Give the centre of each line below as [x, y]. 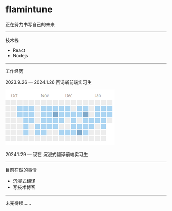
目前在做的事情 [21, 170]
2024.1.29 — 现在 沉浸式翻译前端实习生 [47, 154]
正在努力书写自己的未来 [30, 24]
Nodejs [20, 55]
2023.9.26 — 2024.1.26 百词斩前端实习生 [49, 82]
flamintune [29, 9]
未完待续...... [18, 203]
